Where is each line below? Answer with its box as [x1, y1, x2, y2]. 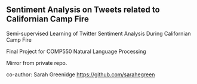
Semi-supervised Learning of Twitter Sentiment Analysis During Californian [6, 30, 191, 37]
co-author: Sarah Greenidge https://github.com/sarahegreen [6, 71, 155, 78]
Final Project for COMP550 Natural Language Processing [6, 48, 146, 55]
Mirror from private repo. [6, 59, 67, 66]
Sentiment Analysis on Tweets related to [6, 5, 160, 15]
